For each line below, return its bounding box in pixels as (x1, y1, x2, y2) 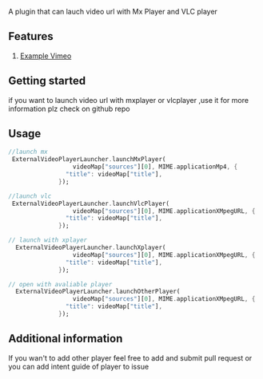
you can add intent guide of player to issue (8, 361, 149, 371)
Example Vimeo (19, 51, 72, 61)
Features (8, 30, 54, 43)
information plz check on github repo (8, 104, 130, 113)
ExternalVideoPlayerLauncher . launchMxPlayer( (11, 156, 166, 164)
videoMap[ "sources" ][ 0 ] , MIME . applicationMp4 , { (72, 163, 238, 171)
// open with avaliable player (8, 280, 113, 288)
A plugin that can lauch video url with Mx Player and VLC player (8, 7, 218, 16)
